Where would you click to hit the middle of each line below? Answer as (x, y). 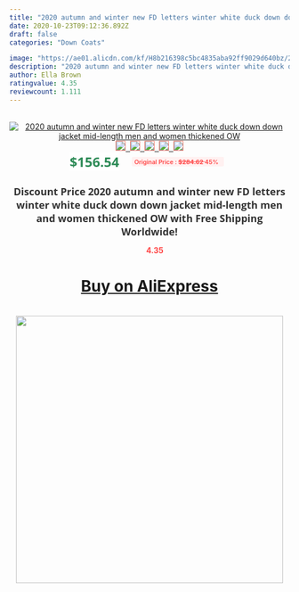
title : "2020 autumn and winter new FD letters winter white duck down (145, 17)
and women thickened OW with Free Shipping (149, 218)
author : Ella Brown (45, 75)
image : (21, 59)
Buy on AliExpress (149, 287)
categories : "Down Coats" (57, 42)
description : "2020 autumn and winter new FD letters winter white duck (147, 67)
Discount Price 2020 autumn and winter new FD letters (149, 191)
